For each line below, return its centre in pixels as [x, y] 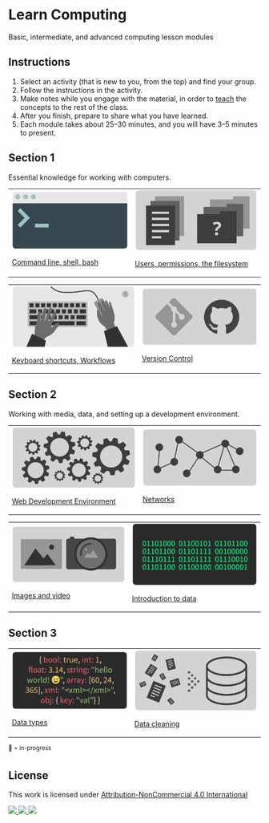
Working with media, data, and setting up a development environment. [124, 414]
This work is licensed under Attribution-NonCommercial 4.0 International [128, 795]
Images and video [41, 596]
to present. [38, 132]
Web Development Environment [64, 501]
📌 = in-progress [30, 748]
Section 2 [33, 395]
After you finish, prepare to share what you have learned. [114, 116]
